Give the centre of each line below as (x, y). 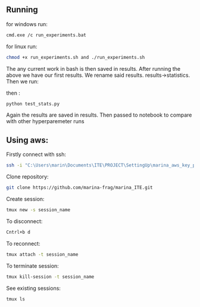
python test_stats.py (33, 104)
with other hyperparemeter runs (45, 121)
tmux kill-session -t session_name (50, 277)
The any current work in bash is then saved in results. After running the (93, 68)
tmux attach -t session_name (42, 254)
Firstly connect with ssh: (36, 155)
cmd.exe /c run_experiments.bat (46, 35)
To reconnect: (23, 243)
